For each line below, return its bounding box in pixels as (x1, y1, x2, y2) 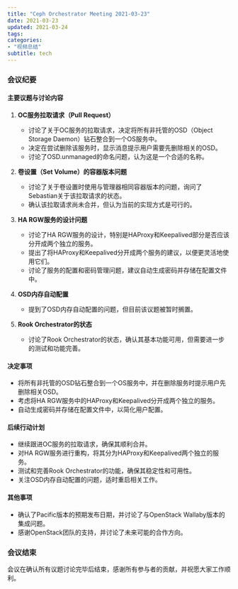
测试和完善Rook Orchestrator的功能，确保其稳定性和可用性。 (17, 466, 196, 475)
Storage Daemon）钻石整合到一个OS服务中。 (28, 135, 161, 143)
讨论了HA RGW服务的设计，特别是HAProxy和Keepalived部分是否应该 (28, 231, 230, 238)
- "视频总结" (7, 43, 42, 50)
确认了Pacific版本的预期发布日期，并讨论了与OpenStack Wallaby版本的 (17, 510, 225, 519)
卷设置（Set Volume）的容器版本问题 (17, 167, 127, 176)
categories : (7, 37, 42, 44)
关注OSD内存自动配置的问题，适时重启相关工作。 (17, 475, 161, 484)
